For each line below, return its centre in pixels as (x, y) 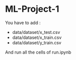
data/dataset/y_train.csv (37, 42)
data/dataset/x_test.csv (36, 32)
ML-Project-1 (32, 9)
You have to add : (23, 23)
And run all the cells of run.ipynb (38, 52)
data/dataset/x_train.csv (37, 37)
